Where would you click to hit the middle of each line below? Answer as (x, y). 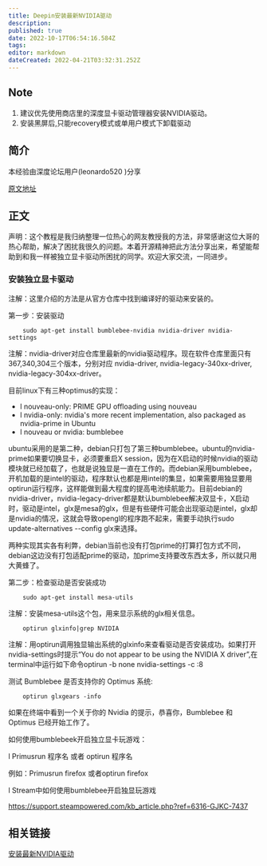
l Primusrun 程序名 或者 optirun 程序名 (71, 756)
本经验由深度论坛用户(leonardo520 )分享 (75, 171)
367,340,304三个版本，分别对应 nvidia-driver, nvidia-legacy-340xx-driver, (130, 363)
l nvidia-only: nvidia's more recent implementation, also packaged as (133, 415)
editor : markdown (37, 53)
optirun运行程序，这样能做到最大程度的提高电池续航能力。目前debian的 (126, 488)
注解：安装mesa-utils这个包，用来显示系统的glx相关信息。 (104, 613)
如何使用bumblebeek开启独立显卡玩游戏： (78, 739)
